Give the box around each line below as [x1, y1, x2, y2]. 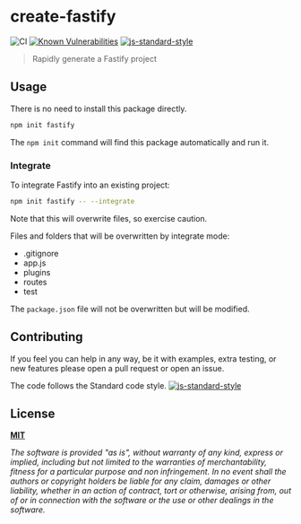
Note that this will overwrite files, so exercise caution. [10, 213, 208, 223]
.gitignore [22, 248, 59, 258]
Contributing [10, 329, 83, 345]
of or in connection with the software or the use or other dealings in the [10, 495, 274, 506]
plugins [22, 266, 51, 277]
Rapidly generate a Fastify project [31, 53, 158, 64]
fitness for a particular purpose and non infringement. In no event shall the [10, 467, 287, 477]
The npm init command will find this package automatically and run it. [10, 136, 270, 147]
